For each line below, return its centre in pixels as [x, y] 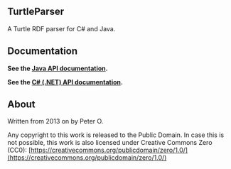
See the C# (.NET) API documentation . [65, 82]
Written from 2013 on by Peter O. [55, 121]
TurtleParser [36, 12]
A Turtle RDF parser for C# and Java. [61, 28]
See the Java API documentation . [58, 68]
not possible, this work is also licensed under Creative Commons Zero [110, 143]
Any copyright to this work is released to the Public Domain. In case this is [116, 135]
